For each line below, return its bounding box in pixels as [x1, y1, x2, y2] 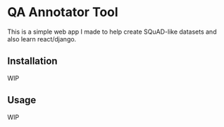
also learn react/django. [7, 34, 77, 43]
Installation [7, 55, 58, 67]
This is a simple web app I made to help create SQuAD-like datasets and [7, 27, 217, 36]
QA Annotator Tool [7, 4, 118, 20]
